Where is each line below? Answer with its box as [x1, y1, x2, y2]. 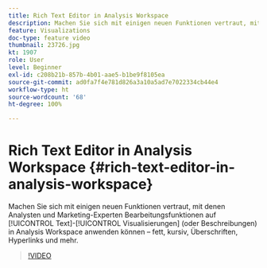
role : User [8, 56, 44, 64]
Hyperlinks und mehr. [8, 235, 79, 245]
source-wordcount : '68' [8, 93, 87, 101]
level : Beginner [8, 64, 62, 72]
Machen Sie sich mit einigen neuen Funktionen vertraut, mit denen [8, 202, 226, 212]
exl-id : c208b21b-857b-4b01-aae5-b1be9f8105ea [8, 71, 165, 79]
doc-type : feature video [8, 33, 91, 42]
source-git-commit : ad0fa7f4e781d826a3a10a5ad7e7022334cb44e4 [8, 78, 219, 86]
